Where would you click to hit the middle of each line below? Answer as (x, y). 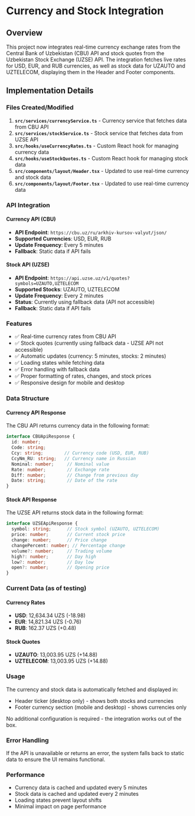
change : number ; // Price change (59, 540)
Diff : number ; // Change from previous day (75, 475)
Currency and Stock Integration (85, 11)
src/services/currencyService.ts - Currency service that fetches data (101, 120)
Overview (25, 33)
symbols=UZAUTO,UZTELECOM (46, 284)
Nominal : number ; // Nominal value (61, 464)
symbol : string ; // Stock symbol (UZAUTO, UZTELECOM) (86, 529)
